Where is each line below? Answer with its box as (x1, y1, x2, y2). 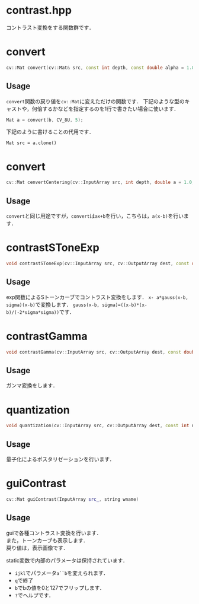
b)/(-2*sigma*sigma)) (6, 309, 60, 315)
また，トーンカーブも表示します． (6, 536, 89, 543)
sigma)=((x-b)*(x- (101, 302, 147, 308)
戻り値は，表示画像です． (6, 544, 69, 551)
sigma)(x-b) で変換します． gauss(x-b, (6, 301, 99, 308)
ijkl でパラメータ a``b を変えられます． (14, 569, 109, 576)
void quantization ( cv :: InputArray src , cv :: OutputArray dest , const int (6, 422, 190, 429)
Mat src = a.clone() (6, 140, 57, 146)
